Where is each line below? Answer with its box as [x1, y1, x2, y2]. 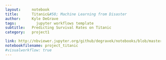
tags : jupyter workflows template [5, 20, 94, 26]
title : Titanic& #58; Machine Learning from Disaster [5, 12, 127, 17]
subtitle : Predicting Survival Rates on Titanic [5, 25, 112, 30]
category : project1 [5, 30, 50, 35]
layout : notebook [5, 7, 50, 12]
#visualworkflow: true [5, 47, 52, 53]
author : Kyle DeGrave [5, 16, 58, 21]
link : [5, 39, 16, 44]
